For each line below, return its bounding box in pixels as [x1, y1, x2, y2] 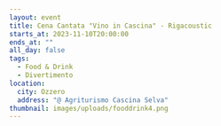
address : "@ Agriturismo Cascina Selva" [17, 95, 169, 105]
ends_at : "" [9, 37, 53, 47]
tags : [9, 54, 29, 63]
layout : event [9, 12, 62, 22]
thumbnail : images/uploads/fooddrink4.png [9, 104, 169, 113]
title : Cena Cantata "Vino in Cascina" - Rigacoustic [9, 21, 213, 30]
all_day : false [9, 46, 66, 55]
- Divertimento [17, 71, 74, 80]
